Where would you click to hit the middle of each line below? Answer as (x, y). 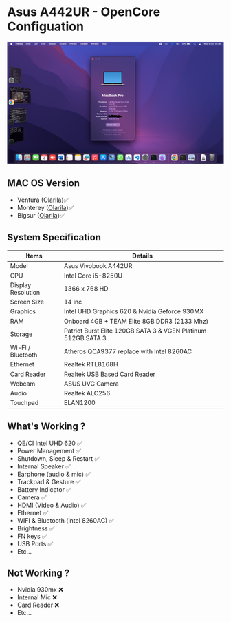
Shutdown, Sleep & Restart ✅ (58, 458)
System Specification (54, 237)
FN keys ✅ (32, 536)
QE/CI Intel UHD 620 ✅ (49, 443)
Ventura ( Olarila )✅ (43, 200)
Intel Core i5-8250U (93, 276)
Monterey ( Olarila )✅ (45, 207)
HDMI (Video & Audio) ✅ (52, 505)
